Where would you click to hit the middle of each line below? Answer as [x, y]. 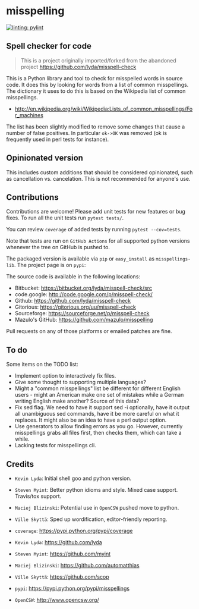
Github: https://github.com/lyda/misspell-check [73, 301]
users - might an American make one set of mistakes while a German [99, 395]
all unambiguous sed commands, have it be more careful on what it [97, 414]
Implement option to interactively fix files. [65, 376]
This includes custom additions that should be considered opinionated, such [99, 172]
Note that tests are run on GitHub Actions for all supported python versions [98, 241]
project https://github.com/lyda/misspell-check [78, 67]
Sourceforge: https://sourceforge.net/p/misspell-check [82, 313]
